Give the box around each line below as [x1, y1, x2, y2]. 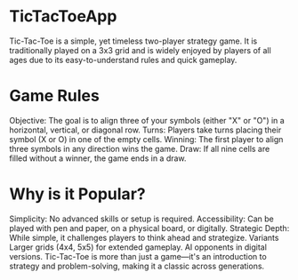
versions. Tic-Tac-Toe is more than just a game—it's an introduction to [9, 251, 267, 261]
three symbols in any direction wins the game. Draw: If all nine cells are [9, 143, 270, 154]
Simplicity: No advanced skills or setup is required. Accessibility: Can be [9, 213, 274, 224]
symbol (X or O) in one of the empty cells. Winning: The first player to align [9, 133, 284, 144]
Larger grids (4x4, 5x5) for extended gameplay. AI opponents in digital [9, 242, 267, 252]
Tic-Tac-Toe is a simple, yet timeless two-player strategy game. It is [9, 36, 258, 46]
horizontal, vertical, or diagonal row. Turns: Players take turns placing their [9, 124, 282, 135]
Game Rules [9, 86, 100, 106]
